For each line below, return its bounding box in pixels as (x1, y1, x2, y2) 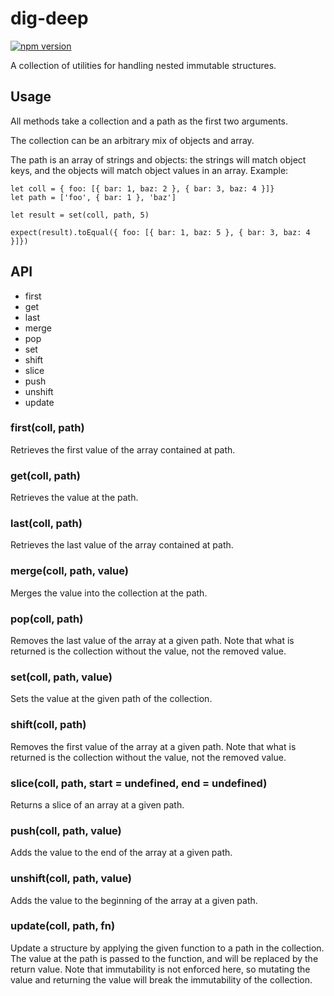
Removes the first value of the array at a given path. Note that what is (10, 740, 297, 752)
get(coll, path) (10, 468, 81, 482)
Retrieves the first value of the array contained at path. (10, 443, 236, 456)
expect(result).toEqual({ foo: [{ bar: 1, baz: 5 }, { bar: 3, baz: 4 (10, 227, 311, 237)
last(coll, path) (10, 517, 83, 531)
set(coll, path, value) (10, 670, 113, 684)
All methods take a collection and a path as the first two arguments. (10, 115, 288, 127)
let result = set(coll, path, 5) (10, 210, 150, 220)
